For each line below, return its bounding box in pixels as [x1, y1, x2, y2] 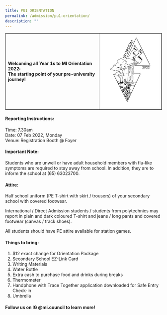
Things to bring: [5, 239, 39, 245]
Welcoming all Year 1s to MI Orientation [8, 60, 92, 66]
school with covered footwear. [5, 198, 68, 204]
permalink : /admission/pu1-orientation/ [5, 13, 90, 18]
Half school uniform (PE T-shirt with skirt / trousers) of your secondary [5, 193, 150, 199]
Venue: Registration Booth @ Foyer [5, 137, 77, 143]
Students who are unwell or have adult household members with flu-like [5, 159, 153, 165]
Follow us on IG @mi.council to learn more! [5, 304, 95, 310]
